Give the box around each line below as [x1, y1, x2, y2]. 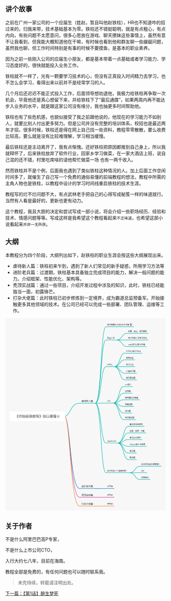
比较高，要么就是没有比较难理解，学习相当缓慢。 [5, 133, 108, 139]
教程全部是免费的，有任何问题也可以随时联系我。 [5, 569, 108, 575]
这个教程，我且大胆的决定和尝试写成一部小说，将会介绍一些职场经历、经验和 [5, 208, 166, 214]
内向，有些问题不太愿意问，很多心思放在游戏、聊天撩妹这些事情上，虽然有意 [5, 32, 166, 38]
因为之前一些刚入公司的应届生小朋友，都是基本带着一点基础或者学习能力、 [5, 56, 161, 62]
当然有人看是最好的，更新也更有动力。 [5, 197, 85, 203]
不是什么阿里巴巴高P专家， [5, 536, 62, 542]
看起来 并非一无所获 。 [9, 221, 51, 227]
